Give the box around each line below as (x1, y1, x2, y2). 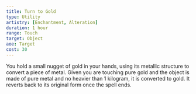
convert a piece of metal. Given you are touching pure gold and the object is (6, 68, 190, 76)
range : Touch (6, 30, 38, 36)
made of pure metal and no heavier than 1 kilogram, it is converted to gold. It (6, 75, 190, 82)
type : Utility (6, 14, 41, 20)
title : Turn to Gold (6, 8, 57, 15)
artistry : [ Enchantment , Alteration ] (6, 19, 98, 25)
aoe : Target (6, 41, 35, 47)
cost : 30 (6, 47, 27, 53)
